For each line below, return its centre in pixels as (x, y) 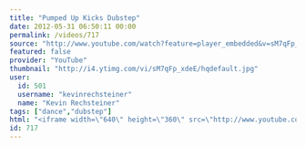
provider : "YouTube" (49, 60)
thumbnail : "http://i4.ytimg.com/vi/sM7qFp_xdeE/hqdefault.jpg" (134, 69)
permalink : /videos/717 (55, 35)
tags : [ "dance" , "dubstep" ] (61, 111)
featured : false (40, 52)
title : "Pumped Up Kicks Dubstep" (75, 18)
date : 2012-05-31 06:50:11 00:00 (73, 26)
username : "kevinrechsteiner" (75, 94)
